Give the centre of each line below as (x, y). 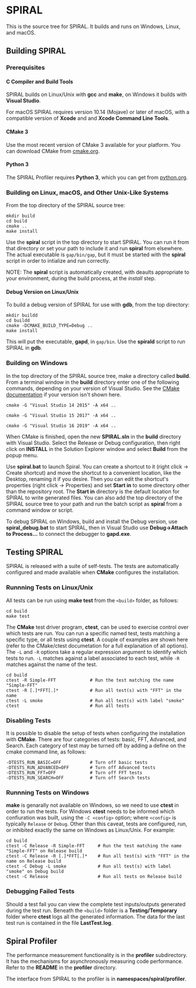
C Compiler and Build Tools (39, 81)
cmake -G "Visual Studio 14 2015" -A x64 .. (61, 405)
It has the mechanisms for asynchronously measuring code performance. (94, 961)
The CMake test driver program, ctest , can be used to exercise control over (97, 627)
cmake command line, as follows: (46, 752)
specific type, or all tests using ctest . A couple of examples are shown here (97, 639)
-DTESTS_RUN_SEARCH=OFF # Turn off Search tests (78, 778)
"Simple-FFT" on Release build (44, 851)
